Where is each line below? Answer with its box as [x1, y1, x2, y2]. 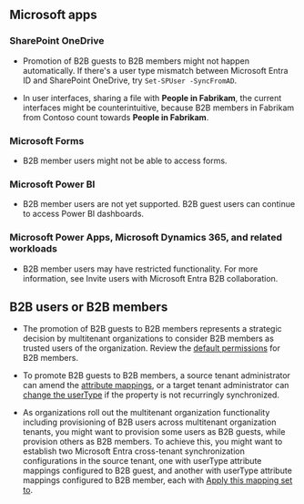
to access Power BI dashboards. [22, 209, 144, 220]
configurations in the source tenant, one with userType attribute [22, 456, 262, 467]
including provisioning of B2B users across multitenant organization [22, 417, 277, 427]
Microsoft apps [9, 7, 97, 23]
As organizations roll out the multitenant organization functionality [22, 407, 270, 418]
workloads [9, 242, 57, 255]
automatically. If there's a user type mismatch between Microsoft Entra [22, 65, 289, 76]
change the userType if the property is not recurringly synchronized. [22, 389, 280, 400]
